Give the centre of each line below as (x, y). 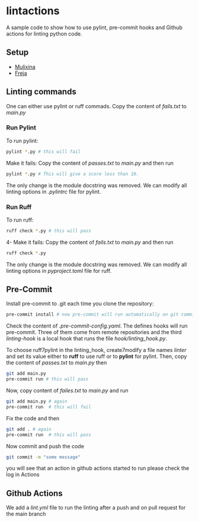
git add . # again (29, 429)
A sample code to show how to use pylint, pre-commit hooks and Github (94, 27)
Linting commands (41, 92)
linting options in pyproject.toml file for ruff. (59, 271)
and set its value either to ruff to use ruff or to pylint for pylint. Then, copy (97, 356)
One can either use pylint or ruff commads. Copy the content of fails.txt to (97, 106)
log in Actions (23, 474)
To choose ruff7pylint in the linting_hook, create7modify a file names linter (96, 350)
